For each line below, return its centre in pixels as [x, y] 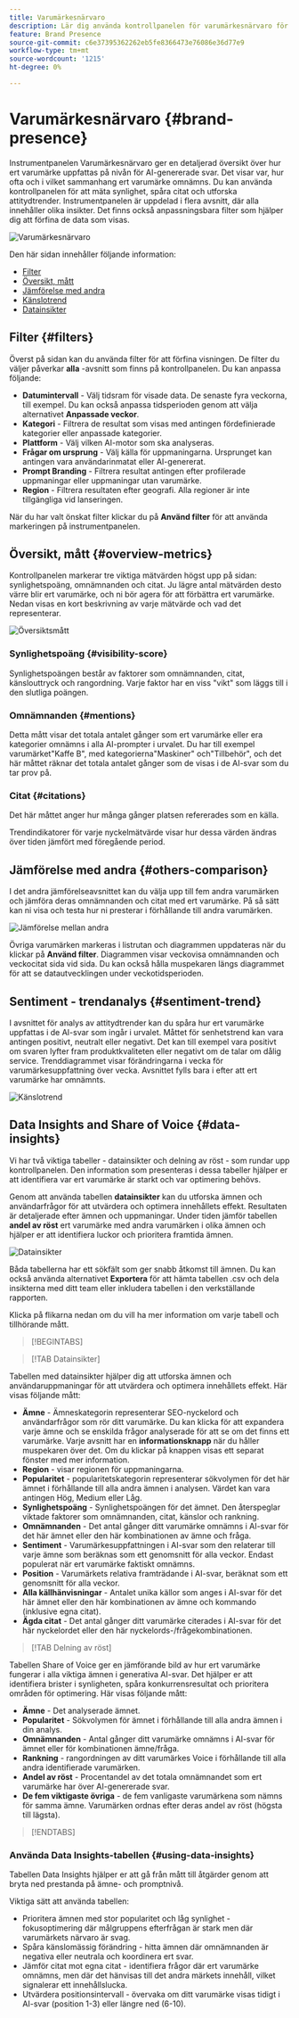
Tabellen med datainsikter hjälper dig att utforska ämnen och [121, 1376]
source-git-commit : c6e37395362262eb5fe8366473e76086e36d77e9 [127, 42]
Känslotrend [44, 300]
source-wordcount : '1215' [57, 59]
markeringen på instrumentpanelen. [75, 526]
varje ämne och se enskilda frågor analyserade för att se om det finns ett [156, 1431]
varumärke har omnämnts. [57, 1079]
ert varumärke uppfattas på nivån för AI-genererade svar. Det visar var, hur [147, 172]
